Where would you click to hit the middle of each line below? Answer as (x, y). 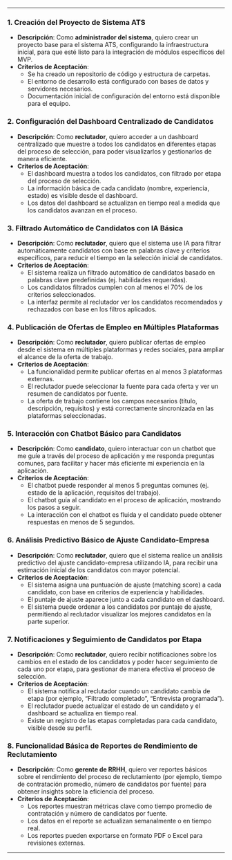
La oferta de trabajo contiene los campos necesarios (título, (113, 401)
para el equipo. (49, 104)
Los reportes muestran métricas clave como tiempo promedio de (120, 806)
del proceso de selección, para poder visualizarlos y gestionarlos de (114, 151)
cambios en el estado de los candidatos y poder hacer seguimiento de (117, 662)
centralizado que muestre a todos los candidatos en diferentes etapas (117, 144)
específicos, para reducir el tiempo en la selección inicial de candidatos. (120, 257)
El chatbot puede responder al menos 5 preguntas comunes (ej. (118, 486)
